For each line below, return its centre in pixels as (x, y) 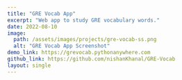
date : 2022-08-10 (32, 26)
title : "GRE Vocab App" (42, 14)
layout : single (29, 65)
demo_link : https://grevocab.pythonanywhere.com (79, 53)
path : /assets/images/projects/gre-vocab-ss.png (85, 40)
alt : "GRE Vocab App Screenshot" (62, 46)
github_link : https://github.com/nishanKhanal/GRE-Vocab (91, 59)
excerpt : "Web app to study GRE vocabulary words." (83, 20)
